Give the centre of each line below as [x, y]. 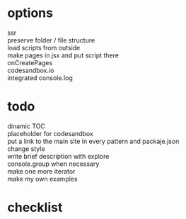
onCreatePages [30, 62]
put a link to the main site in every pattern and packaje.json [93, 141]
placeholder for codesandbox [50, 133]
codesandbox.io [31, 70]
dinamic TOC [27, 126]
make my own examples [42, 179]
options [30, 13]
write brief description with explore [58, 156]
